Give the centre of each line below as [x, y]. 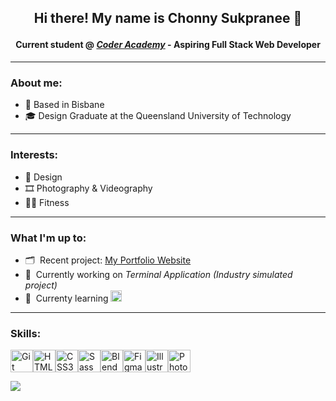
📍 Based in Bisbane [64, 105]
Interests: [34, 155]
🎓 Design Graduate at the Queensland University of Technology [158, 116]
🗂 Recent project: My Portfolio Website [108, 260]
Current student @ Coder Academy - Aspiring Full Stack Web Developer [168, 45]
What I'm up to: [48, 238]
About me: [36, 83]
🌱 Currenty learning [66, 298]
